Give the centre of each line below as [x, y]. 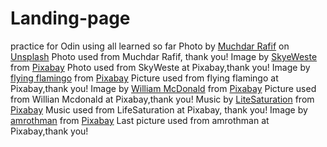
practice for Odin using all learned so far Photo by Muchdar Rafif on [150, 46]
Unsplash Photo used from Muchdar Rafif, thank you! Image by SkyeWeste [164, 56]
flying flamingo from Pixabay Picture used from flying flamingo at [144, 78]
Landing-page [70, 18]
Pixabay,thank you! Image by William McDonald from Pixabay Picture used [163, 88]
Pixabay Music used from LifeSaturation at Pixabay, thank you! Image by [159, 109]
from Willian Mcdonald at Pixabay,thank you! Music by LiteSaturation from [162, 99]
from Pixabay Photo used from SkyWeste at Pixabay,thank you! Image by [160, 67]
